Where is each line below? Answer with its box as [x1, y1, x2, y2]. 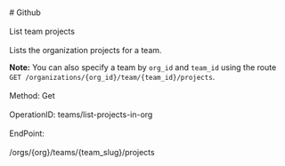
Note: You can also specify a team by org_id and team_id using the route [9, 62, 277, 73]
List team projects [9, 26, 76, 36]
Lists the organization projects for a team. [9, 45, 162, 55]
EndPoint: [9, 128, 45, 138]
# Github [9, 7, 42, 18]
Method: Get [9, 91, 55, 100]
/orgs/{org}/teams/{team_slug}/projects [9, 147, 155, 157]
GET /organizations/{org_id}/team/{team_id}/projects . [9, 72, 216, 82]
